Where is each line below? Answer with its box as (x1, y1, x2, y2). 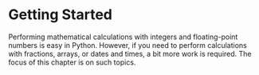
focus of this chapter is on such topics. (8, 57, 136, 67)
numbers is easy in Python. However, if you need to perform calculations (8, 40, 247, 49)
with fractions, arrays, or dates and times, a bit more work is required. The (8, 49, 252, 58)
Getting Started (8, 6, 113, 24)
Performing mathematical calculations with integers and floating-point (8, 32, 238, 41)
